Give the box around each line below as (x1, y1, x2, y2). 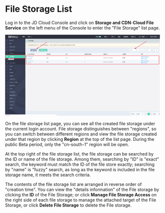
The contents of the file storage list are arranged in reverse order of (5, 182, 142, 187)
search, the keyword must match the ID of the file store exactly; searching (5, 161, 155, 167)
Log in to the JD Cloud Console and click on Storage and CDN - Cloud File (5, 20, 154, 26)
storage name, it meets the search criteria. (5, 172, 91, 178)
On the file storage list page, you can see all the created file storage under (5, 121, 156, 126)
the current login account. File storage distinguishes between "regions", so (5, 126, 157, 132)
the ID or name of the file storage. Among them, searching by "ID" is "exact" (5, 156, 160, 162)
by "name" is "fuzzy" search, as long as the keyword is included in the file (5, 167, 155, 172)
